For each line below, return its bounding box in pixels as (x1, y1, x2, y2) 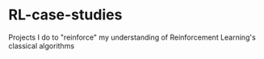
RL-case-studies (8, 6, 123, 24)
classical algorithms (8, 40, 75, 50)
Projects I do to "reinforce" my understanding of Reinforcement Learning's (8, 32, 256, 42)
